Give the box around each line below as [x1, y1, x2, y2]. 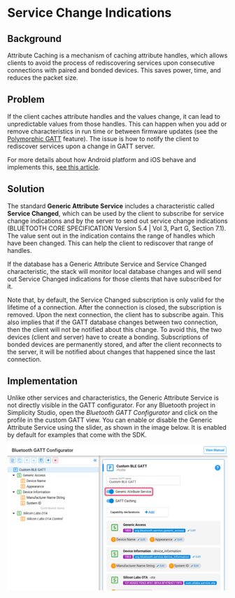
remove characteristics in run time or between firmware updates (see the [7, 127, 218, 136]
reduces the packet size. [7, 73, 78, 82]
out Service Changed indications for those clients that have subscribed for [7, 275, 222, 283]
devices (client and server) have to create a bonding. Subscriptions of [7, 333, 208, 341]
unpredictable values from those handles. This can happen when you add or [7, 119, 227, 128]
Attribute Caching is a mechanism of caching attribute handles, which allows [7, 51, 228, 59]
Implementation [7, 375, 78, 387]
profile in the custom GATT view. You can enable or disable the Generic [7, 416, 213, 424]
